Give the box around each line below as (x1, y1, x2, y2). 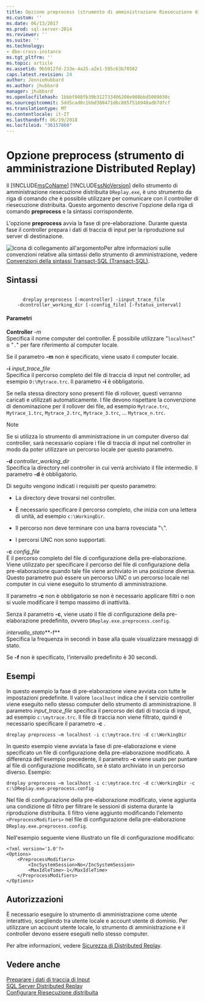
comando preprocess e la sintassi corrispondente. (6, 208, 134, 215)
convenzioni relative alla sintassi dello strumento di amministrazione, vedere (6, 251, 198, 258)
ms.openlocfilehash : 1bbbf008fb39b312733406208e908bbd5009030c (6, 94, 171, 100)
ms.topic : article (6, 60, 53, 66)
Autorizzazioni (6, 895, 64, 905)
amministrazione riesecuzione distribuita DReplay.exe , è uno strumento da (6, 189, 192, 196)
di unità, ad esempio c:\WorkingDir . (15, 513, 105, 520)
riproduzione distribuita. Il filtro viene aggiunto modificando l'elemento (6, 809, 183, 816)
